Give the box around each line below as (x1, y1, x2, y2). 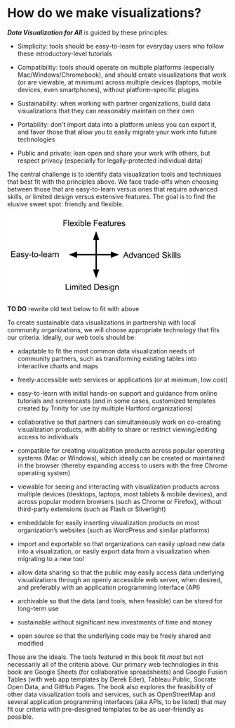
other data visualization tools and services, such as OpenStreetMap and (7, 690, 215, 698)
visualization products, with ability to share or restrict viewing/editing (17, 425, 217, 434)
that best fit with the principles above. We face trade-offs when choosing (7, 177, 219, 186)
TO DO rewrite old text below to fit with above (7, 304, 140, 313)
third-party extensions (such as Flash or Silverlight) (17, 505, 166, 513)
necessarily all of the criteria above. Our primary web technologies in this (7, 660, 219, 668)
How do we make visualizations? (7, 5, 202, 21)
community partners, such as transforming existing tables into (17, 354, 198, 363)
